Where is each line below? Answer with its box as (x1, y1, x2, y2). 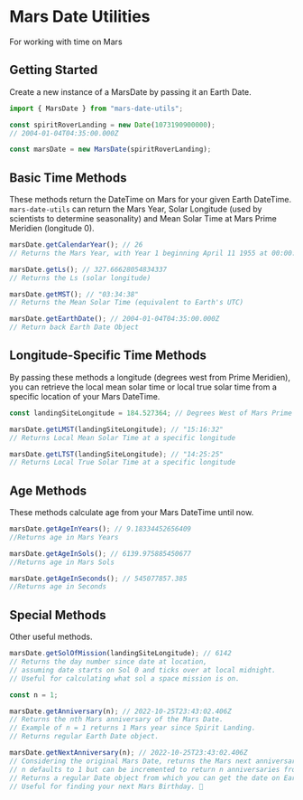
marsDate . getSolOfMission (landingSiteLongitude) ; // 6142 (9, 649, 232, 658)
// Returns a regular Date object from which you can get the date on (9, 773, 280, 783)
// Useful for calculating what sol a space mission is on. (9, 673, 241, 683)
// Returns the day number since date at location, (9, 657, 207, 666)
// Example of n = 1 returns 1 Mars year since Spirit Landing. (9, 723, 256, 733)
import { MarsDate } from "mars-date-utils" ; (9, 104, 183, 113)
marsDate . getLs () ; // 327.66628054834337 (9, 265, 168, 274)
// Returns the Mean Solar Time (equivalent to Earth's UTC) (9, 298, 244, 307)
